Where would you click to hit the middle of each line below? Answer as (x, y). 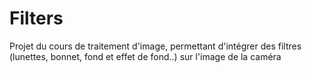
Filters (36, 18)
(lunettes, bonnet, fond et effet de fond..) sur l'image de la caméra (145, 56)
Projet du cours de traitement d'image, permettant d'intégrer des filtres (155, 46)
